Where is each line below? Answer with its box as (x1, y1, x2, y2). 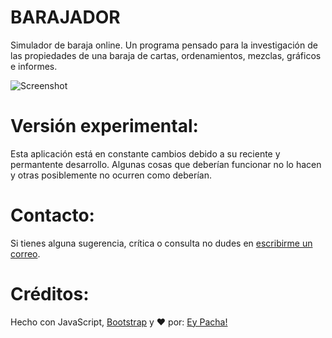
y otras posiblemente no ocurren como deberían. (10, 169, 212, 181)
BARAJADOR (10, 6, 121, 29)
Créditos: (10, 283, 90, 305)
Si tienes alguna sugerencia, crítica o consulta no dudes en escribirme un (10, 237, 313, 249)
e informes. (10, 60, 58, 72)
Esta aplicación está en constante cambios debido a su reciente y (10, 147, 281, 160)
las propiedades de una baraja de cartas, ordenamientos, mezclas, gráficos (10, 49, 322, 61)
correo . (10, 247, 41, 260)
